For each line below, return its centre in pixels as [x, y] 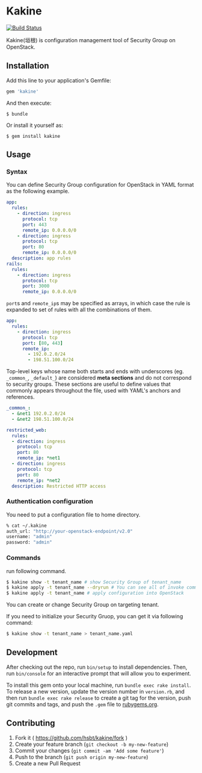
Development [32, 652]
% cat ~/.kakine [26, 526]
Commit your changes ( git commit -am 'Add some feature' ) [89, 750]
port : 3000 [36, 286]
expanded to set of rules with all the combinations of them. [79, 310]
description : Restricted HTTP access [59, 486]
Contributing [31, 723]
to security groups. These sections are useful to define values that [88, 384]
